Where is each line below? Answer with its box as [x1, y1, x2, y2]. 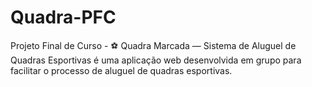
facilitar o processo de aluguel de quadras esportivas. [10, 64, 233, 76]
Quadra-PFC [10, 6, 117, 29]
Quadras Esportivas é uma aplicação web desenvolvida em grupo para [10, 54, 302, 66]
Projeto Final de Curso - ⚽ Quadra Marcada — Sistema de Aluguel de [10, 39, 297, 51]
